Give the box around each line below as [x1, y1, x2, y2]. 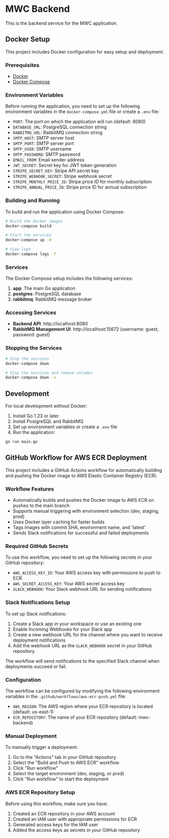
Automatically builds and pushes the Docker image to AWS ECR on [12, 497, 154, 503]
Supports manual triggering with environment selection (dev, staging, [12, 508, 160, 514]
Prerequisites [5, 61, 40, 68]
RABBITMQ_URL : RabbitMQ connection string [12, 130, 103, 136]
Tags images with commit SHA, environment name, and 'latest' [12, 524, 146, 531]
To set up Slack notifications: [5, 610, 67, 617]
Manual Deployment [5, 732, 57, 739]
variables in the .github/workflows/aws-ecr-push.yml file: [5, 693, 126, 699]
